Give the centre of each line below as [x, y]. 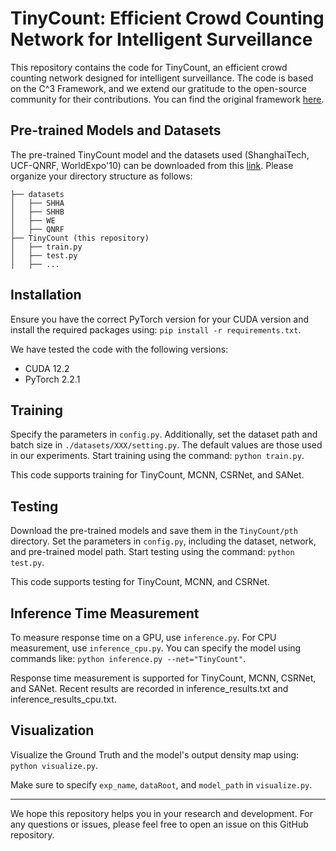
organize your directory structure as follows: [101, 176]
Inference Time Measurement [105, 613]
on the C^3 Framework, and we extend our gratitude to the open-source [158, 88]
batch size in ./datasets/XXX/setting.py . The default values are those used [166, 445]
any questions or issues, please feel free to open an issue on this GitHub [159, 824]
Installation [46, 295]
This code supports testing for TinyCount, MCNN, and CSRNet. [140, 582]
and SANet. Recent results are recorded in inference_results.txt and [149, 688]
